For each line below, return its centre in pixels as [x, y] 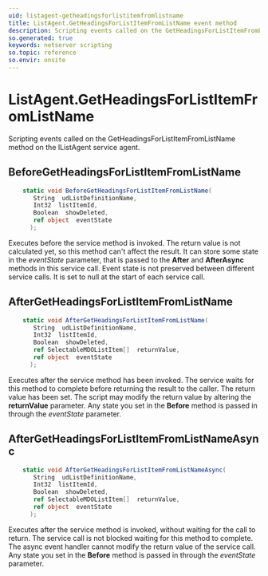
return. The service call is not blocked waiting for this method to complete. [131, 538]
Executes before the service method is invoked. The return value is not [124, 243]
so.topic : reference [43, 53]
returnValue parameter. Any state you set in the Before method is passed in [133, 405]
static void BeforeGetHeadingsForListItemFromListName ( [118, 191]
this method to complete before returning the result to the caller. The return [132, 389]
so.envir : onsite [37, 61]
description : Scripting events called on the [85, 30]
